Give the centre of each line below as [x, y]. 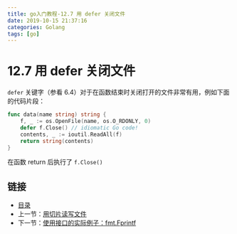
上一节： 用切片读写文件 [52, 214]
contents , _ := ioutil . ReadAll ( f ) [71, 134]
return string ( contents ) [57, 141]
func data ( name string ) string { [57, 115]
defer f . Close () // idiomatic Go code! [79, 128]
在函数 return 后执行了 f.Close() [55, 162]
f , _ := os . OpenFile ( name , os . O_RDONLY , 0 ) [86, 122]
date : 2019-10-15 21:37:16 [47, 21]
